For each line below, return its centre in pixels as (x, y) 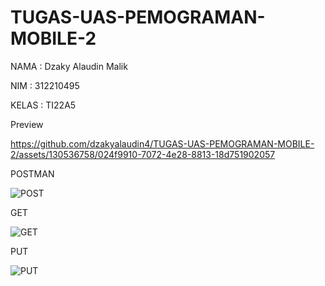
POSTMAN (32, 173)
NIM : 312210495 (45, 85)
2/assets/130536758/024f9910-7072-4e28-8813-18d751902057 (143, 154)
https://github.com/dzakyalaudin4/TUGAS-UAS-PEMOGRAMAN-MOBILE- (162, 143)
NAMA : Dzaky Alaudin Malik (69, 66)
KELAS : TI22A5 (43, 105)
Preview (27, 124)
